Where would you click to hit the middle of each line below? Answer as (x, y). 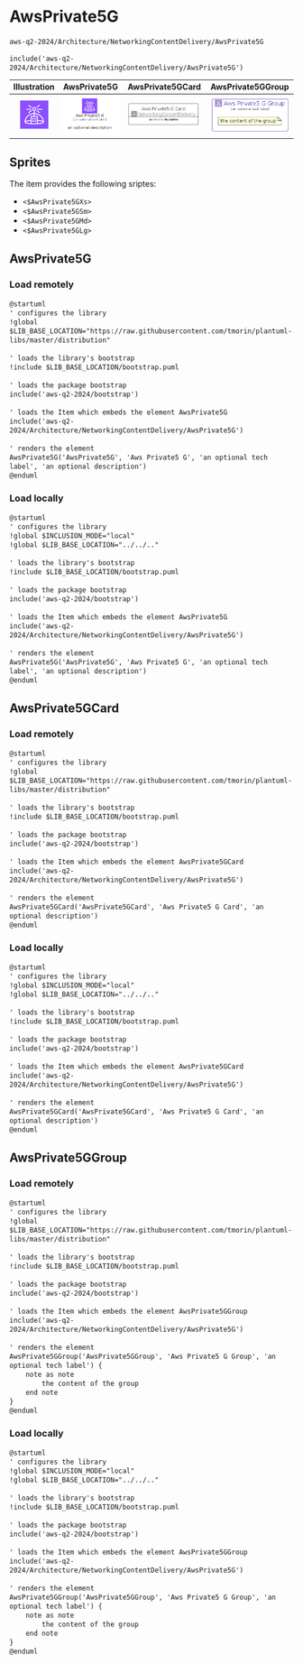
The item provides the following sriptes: (83, 184)
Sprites (30, 162)
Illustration (34, 87)
